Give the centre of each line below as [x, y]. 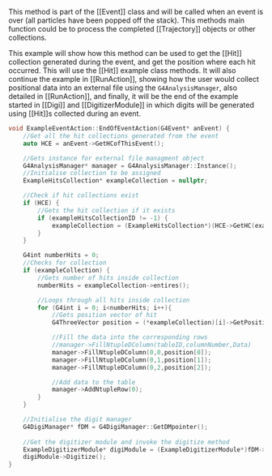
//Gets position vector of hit [104, 315]
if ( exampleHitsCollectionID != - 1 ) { [103, 218]
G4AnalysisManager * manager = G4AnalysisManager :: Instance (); [130, 165]
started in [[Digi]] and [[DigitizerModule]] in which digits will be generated [132, 105]
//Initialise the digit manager [77, 419]
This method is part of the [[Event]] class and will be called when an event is [136, 12]
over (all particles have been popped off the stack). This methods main [127, 20]
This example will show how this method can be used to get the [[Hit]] [125, 53]
